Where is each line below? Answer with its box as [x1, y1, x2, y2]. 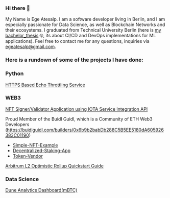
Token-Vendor [12, 153, 43, 159]
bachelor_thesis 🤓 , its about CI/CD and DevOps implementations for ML [5, 33, 156, 39]
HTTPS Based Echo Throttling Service [5, 82, 85, 88]
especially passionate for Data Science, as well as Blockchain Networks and [5, 21, 165, 28]
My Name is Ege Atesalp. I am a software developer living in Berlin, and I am [5, 16, 165, 22]
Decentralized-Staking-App [12, 147, 70, 154]
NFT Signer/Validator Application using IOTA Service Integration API [5, 106, 148, 112]
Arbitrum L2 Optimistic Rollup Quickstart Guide [5, 163, 104, 169]
